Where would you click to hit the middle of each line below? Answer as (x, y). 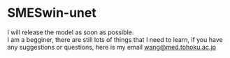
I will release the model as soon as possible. (71, 32)
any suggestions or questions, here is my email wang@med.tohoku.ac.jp (112, 47)
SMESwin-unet (52, 13)
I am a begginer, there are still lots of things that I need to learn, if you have (115, 39)
